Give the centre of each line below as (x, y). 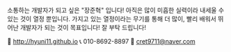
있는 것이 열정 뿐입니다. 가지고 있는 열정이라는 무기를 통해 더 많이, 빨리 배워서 (112, 19)
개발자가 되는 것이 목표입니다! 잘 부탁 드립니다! (83, 27)
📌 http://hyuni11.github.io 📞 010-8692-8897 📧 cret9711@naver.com (102, 41)
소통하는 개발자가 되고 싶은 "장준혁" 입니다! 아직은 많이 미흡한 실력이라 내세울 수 (116, 10)
